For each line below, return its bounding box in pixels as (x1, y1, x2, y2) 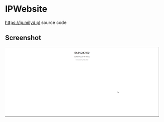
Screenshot (5, 34, 41, 42)
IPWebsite (5, 3, 47, 15)
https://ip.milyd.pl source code (5, 20, 67, 25)
